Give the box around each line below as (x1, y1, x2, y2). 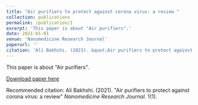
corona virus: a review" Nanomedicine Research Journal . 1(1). (6, 93, 158, 100)
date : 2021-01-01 (6, 31, 49, 37)
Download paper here (6, 75, 59, 82)
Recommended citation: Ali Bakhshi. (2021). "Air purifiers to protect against (6, 87, 190, 94)
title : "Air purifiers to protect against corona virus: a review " (6, 8, 180, 15)
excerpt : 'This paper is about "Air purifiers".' (6, 25, 132, 31)
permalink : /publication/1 (6, 20, 73, 26)
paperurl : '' (6, 42, 39, 48)
